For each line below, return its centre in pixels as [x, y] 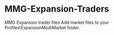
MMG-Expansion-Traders [57, 9]
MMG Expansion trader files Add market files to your [57, 22]
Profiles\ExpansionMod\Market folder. [42, 27]
